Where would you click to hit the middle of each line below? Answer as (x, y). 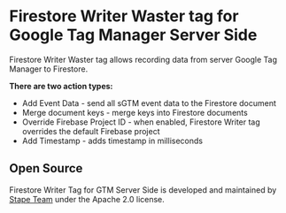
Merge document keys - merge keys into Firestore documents (135, 112)
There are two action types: (61, 86)
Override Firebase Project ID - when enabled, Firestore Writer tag (141, 122)
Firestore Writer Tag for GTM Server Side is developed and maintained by (143, 190)
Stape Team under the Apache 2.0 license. (87, 199)
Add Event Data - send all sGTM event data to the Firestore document (149, 103)
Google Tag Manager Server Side (133, 35)
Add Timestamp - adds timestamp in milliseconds (112, 141)
